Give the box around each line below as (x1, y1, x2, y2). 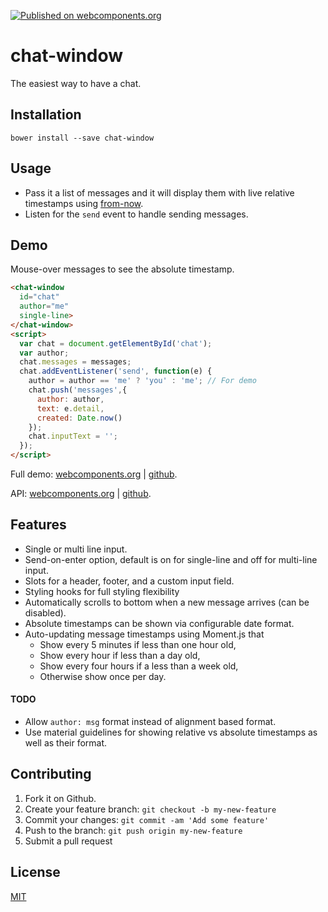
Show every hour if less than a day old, (39, 649, 201, 661)
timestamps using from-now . (24, 197, 144, 209)
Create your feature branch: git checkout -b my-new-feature (24, 803, 277, 815)
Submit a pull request (24, 835, 113, 847)
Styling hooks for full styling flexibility (24, 585, 180, 597)
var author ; (19, 348, 70, 358)
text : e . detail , (36, 403, 105, 414)
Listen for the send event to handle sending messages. (24, 208, 249, 220)
